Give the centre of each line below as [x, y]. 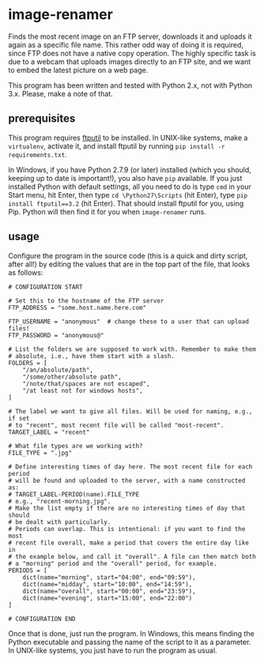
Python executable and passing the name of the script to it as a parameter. [130, 642]
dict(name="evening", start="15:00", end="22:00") [107, 598]
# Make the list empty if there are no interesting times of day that [127, 508]
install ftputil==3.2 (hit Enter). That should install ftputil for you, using [126, 203]
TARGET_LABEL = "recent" [49, 432]
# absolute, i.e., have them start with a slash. [92, 356]
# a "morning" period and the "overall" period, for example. [113, 563]
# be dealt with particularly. [60, 522]
